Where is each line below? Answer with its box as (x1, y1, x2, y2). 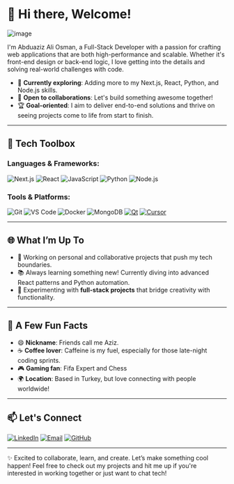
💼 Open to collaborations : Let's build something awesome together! (17, 93, 214, 102)
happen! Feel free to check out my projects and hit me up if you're (7, 462, 197, 470)
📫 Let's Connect (7, 412, 82, 423)
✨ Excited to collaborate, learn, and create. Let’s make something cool (7, 454, 209, 462)
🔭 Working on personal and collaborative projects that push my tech (17, 253, 212, 261)
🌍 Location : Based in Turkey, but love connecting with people (17, 374, 196, 382)
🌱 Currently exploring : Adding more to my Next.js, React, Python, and (17, 78, 219, 86)
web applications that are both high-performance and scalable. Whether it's (7, 50, 225, 58)
